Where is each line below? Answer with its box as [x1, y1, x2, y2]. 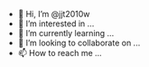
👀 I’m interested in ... [17, 18, 95, 29]
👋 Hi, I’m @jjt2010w [17, 9, 90, 19]
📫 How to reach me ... [17, 48, 102, 58]
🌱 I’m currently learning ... [17, 28, 115, 38]
